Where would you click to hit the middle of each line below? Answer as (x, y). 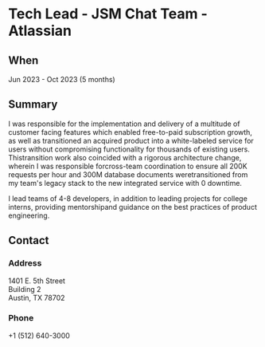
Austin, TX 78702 (37, 298)
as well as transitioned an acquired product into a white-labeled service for (131, 140)
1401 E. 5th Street (37, 281)
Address (25, 263)
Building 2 (25, 289)
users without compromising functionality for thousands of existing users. (129, 149)
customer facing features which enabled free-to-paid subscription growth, (131, 132)
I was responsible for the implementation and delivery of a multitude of (124, 124)
